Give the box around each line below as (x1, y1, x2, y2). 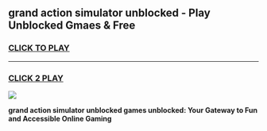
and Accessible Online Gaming (8, 114, 112, 123)
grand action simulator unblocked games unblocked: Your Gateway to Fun (8, 105, 258, 114)
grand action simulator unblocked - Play (8, 6, 211, 20)
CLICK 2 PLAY (8, 72, 64, 83)
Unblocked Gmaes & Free (8, 19, 136, 33)
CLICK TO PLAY (8, 43, 70, 54)
